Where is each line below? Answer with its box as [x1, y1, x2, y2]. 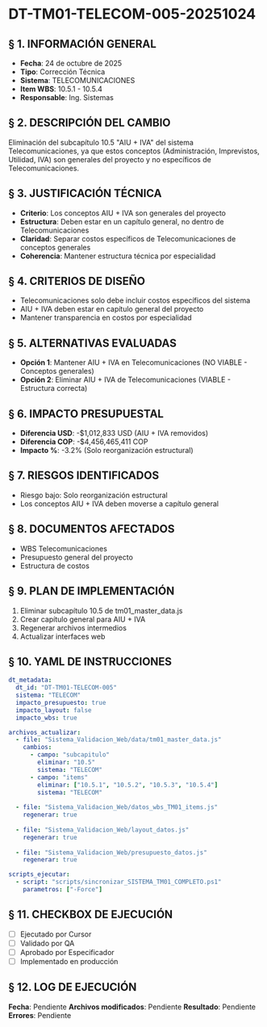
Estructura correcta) [19, 384, 88, 393]
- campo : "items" [29, 773, 89, 782]
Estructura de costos [19, 560, 90, 570]
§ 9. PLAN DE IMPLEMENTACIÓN [8, 585, 175, 598]
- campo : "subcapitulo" [29, 751, 111, 759]
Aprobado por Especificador [19, 947, 115, 957]
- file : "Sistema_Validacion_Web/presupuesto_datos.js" [15, 849, 207, 857]
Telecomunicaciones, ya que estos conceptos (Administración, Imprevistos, [8, 146, 260, 156]
